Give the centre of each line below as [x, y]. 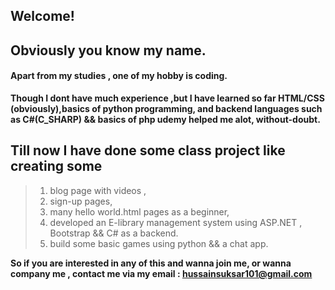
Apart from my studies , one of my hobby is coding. [119, 76]
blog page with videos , [98, 190]
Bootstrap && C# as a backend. [114, 233]
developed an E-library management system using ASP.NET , [176, 222]
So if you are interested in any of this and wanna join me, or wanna [151, 263]
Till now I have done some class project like [148, 150]
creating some [56, 166]
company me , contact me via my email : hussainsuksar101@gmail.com [161, 273]
